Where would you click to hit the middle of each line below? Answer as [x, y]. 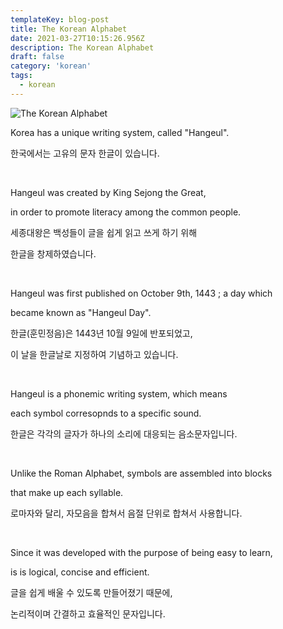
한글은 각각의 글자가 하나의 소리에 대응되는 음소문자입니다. [124, 433]
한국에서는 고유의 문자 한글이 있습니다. [85, 153]
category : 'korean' [51, 66]
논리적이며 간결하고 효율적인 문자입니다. [88, 613]
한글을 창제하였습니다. [53, 253]
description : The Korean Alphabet [82, 47]
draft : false [37, 57]
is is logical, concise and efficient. [80, 572]
